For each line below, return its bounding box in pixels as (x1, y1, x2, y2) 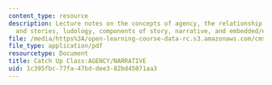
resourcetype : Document (8, 49, 89, 57)
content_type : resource (8, 11, 89, 20)
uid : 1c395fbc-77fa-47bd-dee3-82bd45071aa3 (8, 65, 158, 73)
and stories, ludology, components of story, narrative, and (15, 27, 227, 35)
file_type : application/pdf (8, 42, 104, 50)
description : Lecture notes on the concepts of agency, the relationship (8, 19, 263, 28)
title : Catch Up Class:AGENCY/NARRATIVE (8, 57, 147, 66)
